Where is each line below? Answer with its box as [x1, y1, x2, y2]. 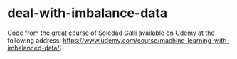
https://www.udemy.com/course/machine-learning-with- [63, 36, 230, 44]
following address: [7, 36, 62, 44]
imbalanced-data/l [7, 43, 62, 52]
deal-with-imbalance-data [7, 5, 168, 21]
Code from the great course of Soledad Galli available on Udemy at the [7, 28, 215, 37]
